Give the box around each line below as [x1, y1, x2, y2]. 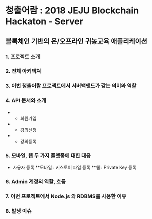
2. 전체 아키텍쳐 [5, 68, 41, 75]
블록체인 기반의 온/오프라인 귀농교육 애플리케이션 [5, 37, 148, 45]
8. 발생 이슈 [5, 207, 32, 214]
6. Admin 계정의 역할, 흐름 [5, 178, 66, 185]
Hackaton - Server [5, 16, 84, 27]
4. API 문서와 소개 [5, 97, 46, 104]
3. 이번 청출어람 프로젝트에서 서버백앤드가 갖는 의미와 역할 [5, 82, 137, 89]
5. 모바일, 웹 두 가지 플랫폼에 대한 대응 [5, 152, 91, 159]
